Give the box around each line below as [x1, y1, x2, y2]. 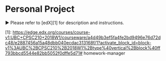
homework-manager [83, 50, 125, 56]
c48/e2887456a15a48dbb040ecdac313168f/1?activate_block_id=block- [5, 39, 152, 45]
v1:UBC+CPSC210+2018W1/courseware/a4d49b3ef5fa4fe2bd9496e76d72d [5, 34, 161, 40]
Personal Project [5, 3, 75, 15]
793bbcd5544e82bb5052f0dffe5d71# [5, 50, 83, 56]
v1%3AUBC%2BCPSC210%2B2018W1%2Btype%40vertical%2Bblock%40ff [5, 45, 161, 51]
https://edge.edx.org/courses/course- [12, 29, 91, 35]
